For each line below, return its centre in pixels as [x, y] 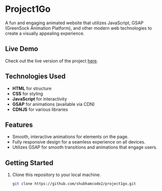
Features [19, 125]
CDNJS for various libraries [40, 109]
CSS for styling [28, 94]
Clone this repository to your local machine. [56, 175]
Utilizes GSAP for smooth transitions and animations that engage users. [85, 147]
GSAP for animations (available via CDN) [53, 104]
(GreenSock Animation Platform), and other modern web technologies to [79, 28]
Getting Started [29, 163]
